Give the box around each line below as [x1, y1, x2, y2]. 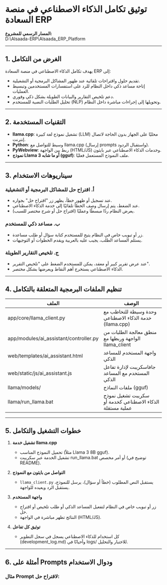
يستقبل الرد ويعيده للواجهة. [19, 485, 70, 491]
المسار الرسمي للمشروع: [5, 30, 52, 36]
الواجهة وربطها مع [103, 334, 141, 341]
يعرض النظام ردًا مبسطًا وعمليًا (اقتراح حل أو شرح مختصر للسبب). [12, 208, 135, 214]
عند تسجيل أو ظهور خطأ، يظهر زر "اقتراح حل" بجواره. [12, 197, 112, 203]
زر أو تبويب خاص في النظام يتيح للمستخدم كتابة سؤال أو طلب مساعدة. [12, 232, 144, 238]
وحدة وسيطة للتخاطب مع [103, 308, 157, 315]
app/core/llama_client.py [7, 314, 66, 321]
